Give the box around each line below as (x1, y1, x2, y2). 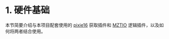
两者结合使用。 (14, 28, 46, 34)
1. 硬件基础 (5, 4, 50, 16)
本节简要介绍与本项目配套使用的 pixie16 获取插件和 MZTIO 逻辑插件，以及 (5, 22, 159, 28)
